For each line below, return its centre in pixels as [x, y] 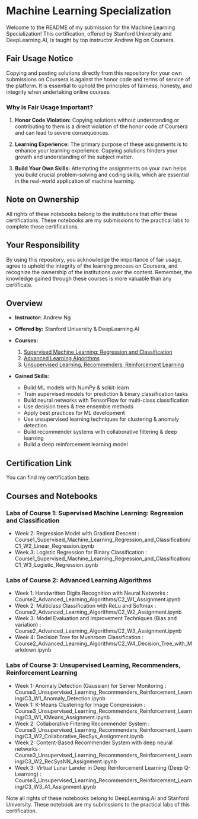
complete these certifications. [43, 226]
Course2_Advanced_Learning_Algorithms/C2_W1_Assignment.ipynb [98, 599]
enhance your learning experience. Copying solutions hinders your [96, 151]
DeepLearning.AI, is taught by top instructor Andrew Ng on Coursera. [91, 40]
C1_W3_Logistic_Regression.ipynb [56, 564]
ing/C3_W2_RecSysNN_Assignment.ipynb [66, 761]
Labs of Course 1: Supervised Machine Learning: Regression [95, 513]
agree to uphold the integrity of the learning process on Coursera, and [92, 266]
